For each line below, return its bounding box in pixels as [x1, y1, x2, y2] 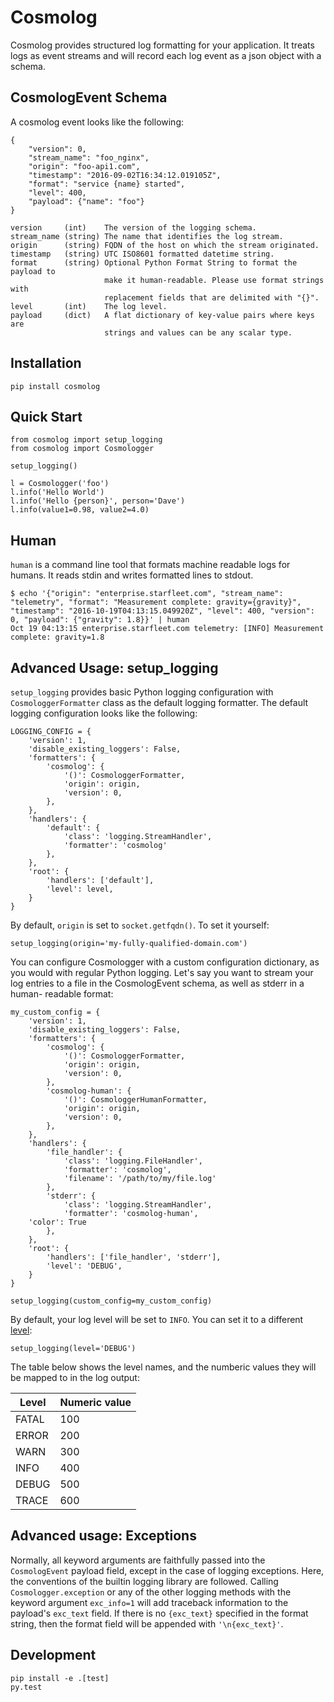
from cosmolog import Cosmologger [10, 444, 155, 454]
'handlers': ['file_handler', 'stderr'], [46, 1252, 222, 1262]
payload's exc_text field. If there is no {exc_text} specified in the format [10, 1607, 309, 1619]
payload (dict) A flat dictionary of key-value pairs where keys [10, 310, 315, 320]
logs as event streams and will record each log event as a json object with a [10, 49, 322, 61]
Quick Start [10, 408, 83, 425]
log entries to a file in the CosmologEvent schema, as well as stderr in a [10, 977, 305, 989]
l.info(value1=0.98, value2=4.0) [10, 505, 150, 515]
